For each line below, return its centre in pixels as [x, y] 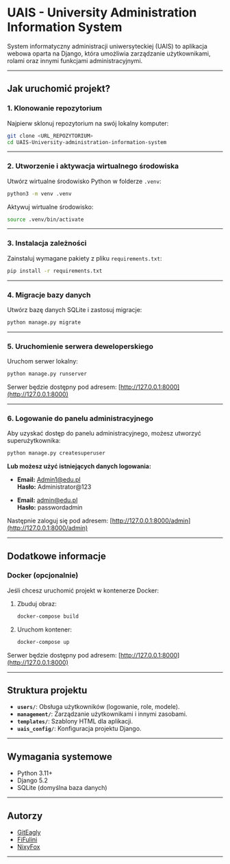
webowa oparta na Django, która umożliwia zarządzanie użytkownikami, [109, 53]
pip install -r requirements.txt [55, 271]
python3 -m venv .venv [39, 193]
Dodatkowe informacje [56, 556]
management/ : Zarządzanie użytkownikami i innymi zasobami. [102, 714]
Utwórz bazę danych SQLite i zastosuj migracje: [75, 309]
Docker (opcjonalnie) [43, 575]
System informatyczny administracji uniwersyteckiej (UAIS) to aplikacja [107, 46]
